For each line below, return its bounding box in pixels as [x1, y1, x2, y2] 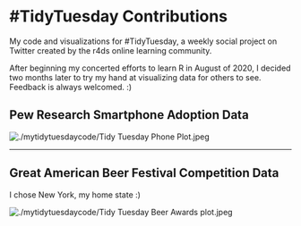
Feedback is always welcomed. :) [9, 81, 133, 92]
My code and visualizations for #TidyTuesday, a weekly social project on [9, 36, 278, 46]
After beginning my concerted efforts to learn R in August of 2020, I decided [9, 63, 291, 73]
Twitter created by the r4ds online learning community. [9, 45, 212, 55]
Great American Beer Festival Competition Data [9, 165, 279, 180]
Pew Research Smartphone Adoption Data [9, 107, 249, 122]
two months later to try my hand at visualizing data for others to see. [9, 71, 262, 82]
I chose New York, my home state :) [9, 189, 142, 200]
